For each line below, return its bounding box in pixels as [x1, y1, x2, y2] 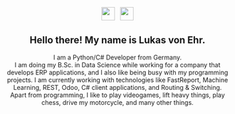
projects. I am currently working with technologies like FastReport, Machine [6, 75, 229, 84]
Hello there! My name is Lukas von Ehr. [29, 34, 206, 46]
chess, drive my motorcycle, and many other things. [41, 98, 194, 106]
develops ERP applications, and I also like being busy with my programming [6, 68, 229, 76]
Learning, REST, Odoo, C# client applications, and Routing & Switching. [13, 83, 222, 91]
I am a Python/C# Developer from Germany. [53, 53, 182, 62]
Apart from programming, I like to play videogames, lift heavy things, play [9, 91, 226, 99]
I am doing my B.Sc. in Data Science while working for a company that [14, 60, 221, 69]
